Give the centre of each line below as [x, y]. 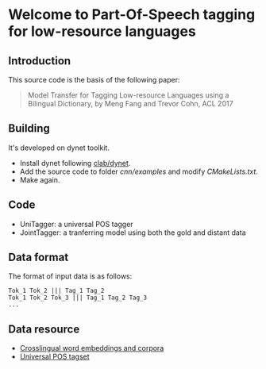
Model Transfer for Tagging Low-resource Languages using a [128, 95]
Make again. [40, 179]
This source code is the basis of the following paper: [94, 80]
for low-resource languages [102, 31]
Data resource [44, 329]
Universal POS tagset [54, 357]
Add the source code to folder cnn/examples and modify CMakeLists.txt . [139, 171]
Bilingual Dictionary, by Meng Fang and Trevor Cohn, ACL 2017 [130, 104]
